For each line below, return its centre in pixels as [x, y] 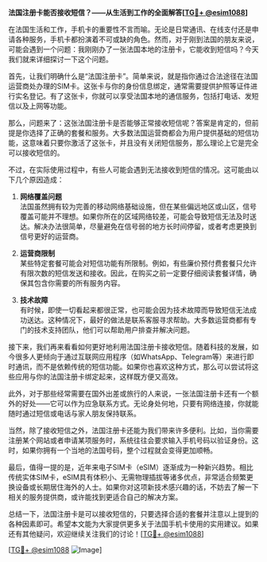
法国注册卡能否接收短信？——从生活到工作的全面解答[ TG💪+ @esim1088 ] [128, 12]
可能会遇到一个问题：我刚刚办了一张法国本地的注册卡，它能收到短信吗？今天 [133, 49]
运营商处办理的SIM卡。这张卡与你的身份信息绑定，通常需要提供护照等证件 [130, 86]
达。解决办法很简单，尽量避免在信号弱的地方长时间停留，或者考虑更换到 [138, 226]
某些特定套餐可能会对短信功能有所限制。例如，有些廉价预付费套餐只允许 [138, 263]
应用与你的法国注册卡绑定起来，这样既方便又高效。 [99, 377]
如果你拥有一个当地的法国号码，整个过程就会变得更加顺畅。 [119, 450]
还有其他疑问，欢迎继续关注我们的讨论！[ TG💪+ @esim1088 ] [106, 534]
